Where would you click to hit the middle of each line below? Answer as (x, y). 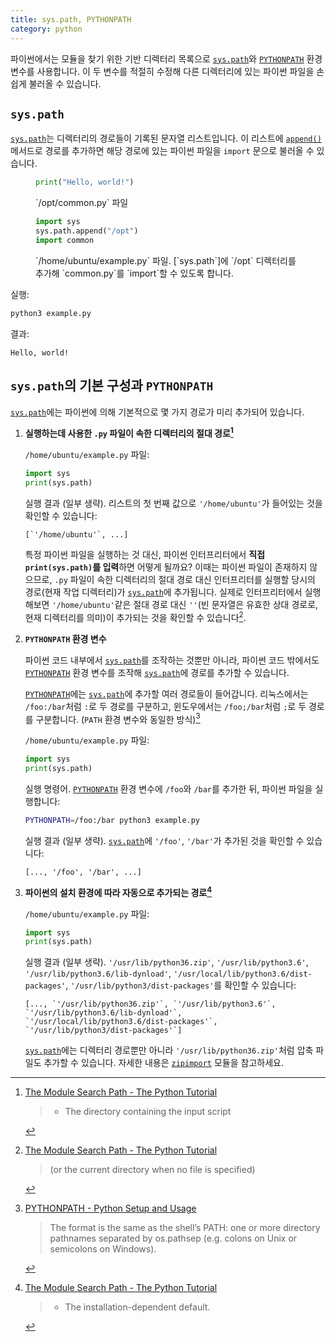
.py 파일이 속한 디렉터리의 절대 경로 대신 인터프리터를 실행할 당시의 (185, 579)
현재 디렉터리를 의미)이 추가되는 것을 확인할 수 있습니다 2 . (135, 616)
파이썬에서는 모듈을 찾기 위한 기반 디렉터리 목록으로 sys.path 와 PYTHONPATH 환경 (166, 58)
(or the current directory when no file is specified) (152, 1170)
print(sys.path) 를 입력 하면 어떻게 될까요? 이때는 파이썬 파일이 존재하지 (166, 567)
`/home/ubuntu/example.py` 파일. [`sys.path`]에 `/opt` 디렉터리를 (166, 260)
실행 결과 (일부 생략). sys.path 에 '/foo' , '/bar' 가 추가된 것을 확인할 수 (164, 840)
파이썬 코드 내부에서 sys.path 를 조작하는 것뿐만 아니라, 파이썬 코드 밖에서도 (172, 660)
